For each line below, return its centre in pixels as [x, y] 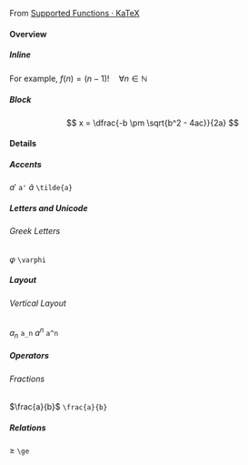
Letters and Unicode [49, 207]
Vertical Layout [38, 303]
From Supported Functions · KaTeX [74, 13]
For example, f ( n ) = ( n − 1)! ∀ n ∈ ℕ [79, 78]
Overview [28, 34]
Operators [30, 356]
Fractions [27, 379]
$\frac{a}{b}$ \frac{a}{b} [59, 407]
